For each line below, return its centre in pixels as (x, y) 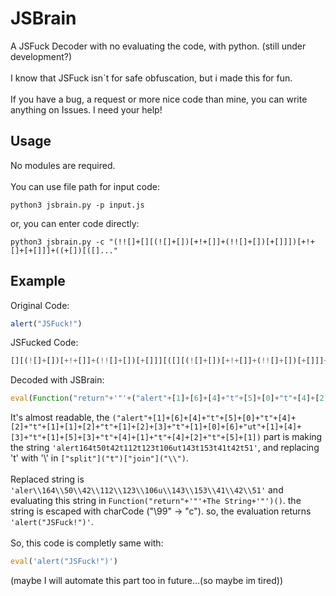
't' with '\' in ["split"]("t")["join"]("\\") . (99, 458)
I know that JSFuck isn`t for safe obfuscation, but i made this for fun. (151, 78)
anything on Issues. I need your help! (86, 109)
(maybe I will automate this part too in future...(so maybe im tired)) (146, 581)
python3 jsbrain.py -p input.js (77, 205)
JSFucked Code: (44, 343)
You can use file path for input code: (85, 186)
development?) (41, 56)
